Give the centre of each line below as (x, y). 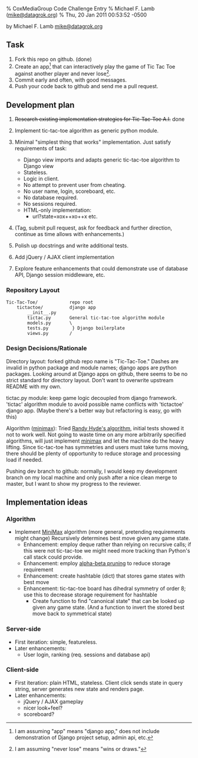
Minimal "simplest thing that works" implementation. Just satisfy (93, 142)
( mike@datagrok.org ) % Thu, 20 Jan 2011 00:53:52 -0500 (77, 15)
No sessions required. (50, 204)
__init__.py (42, 313)
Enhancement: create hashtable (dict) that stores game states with (104, 576)
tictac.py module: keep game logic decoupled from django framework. (92, 398)
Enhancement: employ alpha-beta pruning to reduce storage (97, 563)
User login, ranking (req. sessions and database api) (87, 654)
